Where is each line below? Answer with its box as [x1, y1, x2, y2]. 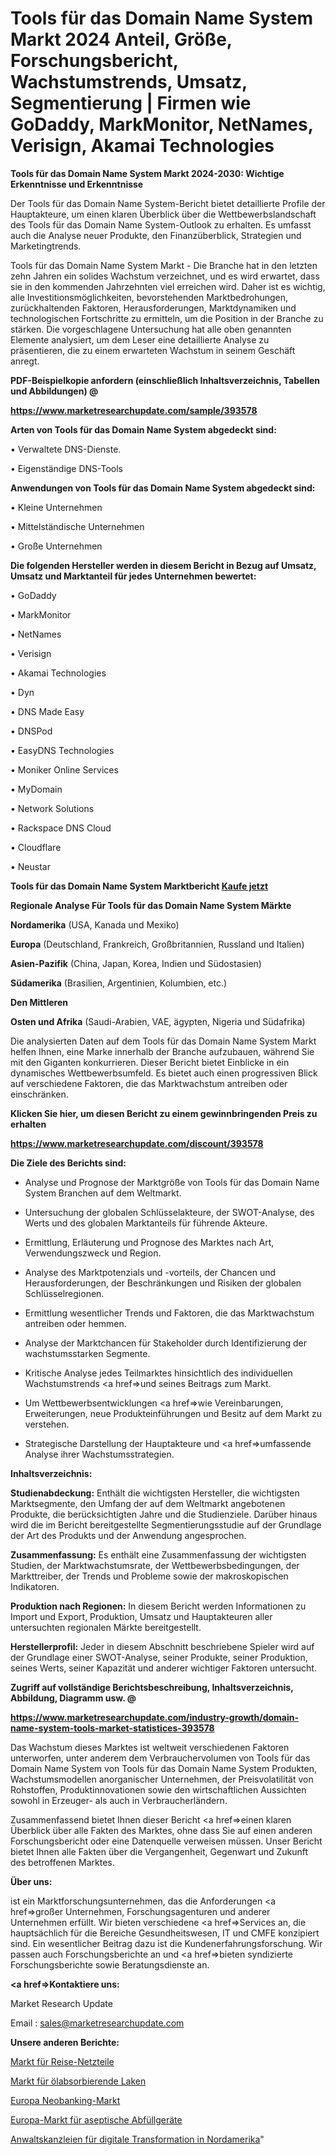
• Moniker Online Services [10, 763, 119, 776]
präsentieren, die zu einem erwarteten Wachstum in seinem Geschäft [10, 344, 296, 356]
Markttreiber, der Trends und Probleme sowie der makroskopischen [10, 1570, 289, 1582]
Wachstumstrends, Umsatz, [10, 71, 248, 94]
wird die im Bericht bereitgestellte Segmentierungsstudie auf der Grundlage [10, 1518, 322, 1531]
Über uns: [10, 1875, 53, 1887]
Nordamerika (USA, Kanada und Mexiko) [10, 918, 180, 931]
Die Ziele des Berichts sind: [10, 1157, 127, 1169]
